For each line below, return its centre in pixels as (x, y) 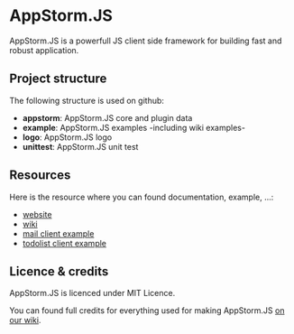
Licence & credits (59, 271)
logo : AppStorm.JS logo (67, 137)
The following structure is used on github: (87, 100)
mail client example (58, 233)
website (37, 214)
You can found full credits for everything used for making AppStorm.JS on (147, 311)
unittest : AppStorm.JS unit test (80, 146)
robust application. (44, 50)
